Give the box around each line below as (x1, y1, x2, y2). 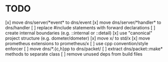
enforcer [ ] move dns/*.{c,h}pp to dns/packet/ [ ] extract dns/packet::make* (5, 46, 163, 52)
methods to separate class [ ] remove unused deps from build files (5, 51, 143, 57)
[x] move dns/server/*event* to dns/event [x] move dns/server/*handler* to (5, 19, 161, 25)
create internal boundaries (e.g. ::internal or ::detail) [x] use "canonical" (5, 30, 153, 36)
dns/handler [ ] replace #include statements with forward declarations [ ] (5, 24, 155, 30)
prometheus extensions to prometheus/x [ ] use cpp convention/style (5, 40, 148, 46)
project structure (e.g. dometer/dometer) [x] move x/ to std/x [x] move (5, 35, 150, 41)
